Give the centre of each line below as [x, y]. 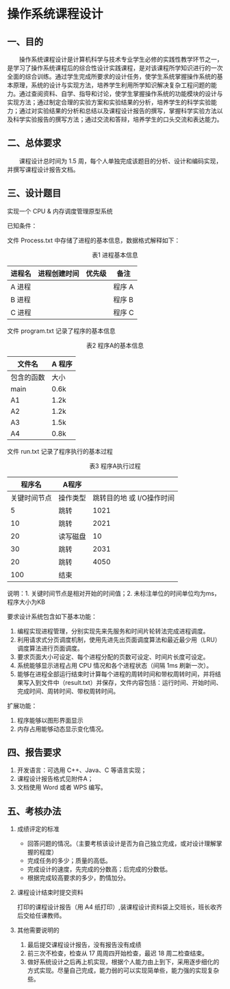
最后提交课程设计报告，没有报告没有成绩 [84, 945]
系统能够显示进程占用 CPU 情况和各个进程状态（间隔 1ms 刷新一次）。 [115, 665]
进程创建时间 [59, 273]
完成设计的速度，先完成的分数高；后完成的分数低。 [99, 870]
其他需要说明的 [38, 930]
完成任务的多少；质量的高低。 [69, 861]
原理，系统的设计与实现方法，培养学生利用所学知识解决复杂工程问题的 [112, 85]
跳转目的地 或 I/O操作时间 [133, 498]
